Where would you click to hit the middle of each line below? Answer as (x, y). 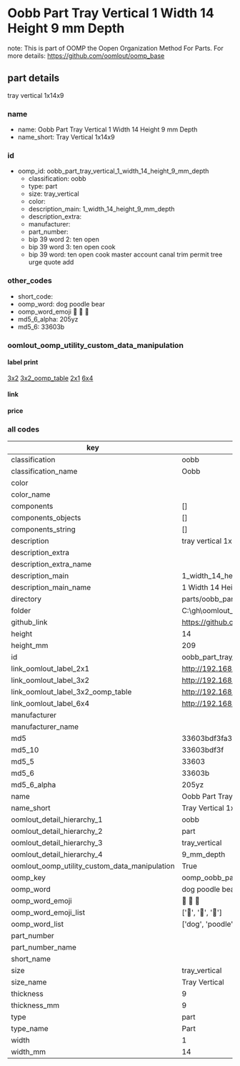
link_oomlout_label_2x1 (50, 669)
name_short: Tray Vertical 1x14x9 (66, 137)
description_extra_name (51, 564)
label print (23, 362)
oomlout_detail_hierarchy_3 (57, 843)
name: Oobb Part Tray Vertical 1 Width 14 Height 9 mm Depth (107, 129)
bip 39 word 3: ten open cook (72, 247)
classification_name (44, 472)
